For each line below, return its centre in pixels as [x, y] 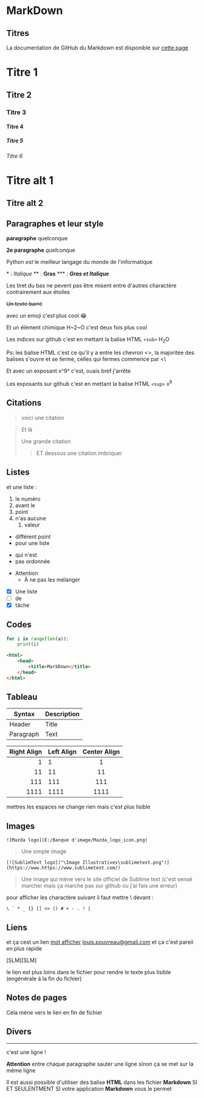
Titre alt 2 [25, 203]
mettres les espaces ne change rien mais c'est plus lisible [78, 807]
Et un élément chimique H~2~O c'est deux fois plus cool [77, 327]
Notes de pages [37, 998]
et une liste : [22, 487]
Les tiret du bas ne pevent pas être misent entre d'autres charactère [92, 286]
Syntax [24, 714]
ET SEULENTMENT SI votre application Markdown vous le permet [89, 1088]
